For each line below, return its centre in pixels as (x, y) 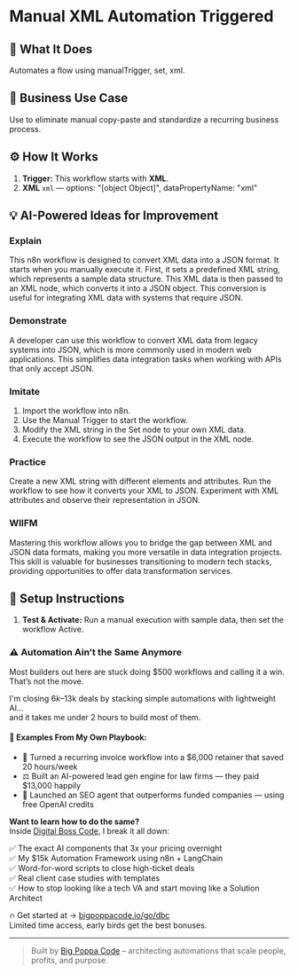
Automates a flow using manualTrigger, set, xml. (97, 70)
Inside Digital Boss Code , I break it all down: (90, 830)
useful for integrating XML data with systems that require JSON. (126, 298)
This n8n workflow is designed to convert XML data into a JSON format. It (144, 260)
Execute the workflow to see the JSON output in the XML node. (138, 439)
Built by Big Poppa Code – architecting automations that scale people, (158, 950)
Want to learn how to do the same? (74, 821)
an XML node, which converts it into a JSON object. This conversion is (138, 288)
